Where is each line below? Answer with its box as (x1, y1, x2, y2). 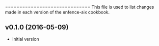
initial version (12, 36, 39, 42)
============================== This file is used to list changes (5, 4, 154, 10)
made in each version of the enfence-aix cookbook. (5, 9, 110, 15)
